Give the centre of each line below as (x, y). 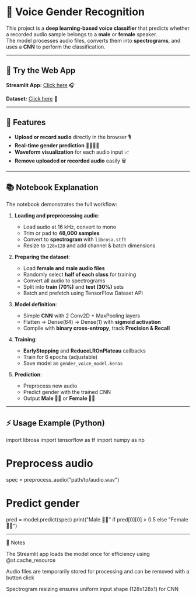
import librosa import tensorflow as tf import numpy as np (75, 440)
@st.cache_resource (31, 560)
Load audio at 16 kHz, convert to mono (70, 227)
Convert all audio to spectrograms (64, 281)
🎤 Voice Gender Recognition (75, 12)
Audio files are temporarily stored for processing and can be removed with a (98, 572)
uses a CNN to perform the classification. (56, 47)
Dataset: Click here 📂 (32, 98)
